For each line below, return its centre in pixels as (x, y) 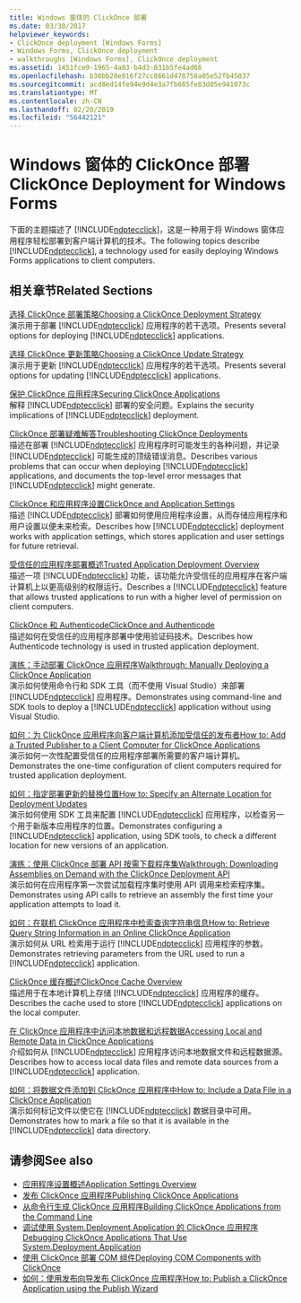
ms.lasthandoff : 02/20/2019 (62, 109)
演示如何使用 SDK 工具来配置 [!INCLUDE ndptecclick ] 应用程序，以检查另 (143, 814)
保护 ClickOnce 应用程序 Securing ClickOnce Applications (115, 394)
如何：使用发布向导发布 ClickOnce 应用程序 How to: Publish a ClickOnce (155, 1278)
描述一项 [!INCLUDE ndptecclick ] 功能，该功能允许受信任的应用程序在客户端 (148, 575)
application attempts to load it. (65, 904)
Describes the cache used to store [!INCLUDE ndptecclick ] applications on (146, 1002)
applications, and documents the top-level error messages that (125, 476)
